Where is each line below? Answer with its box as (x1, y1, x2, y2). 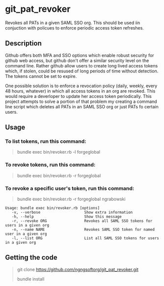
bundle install (17, 276, 45, 282)
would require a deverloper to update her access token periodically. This (5, 93, 152, 99)
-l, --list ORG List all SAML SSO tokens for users (11, 236, 160, 241)
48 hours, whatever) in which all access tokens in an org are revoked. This (5, 88, 156, 94)
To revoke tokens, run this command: (5, 161, 96, 168)
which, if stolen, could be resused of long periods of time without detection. (5, 68, 159, 74)
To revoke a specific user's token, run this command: (5, 185, 135, 191)
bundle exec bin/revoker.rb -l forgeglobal (17, 149, 101, 155)
